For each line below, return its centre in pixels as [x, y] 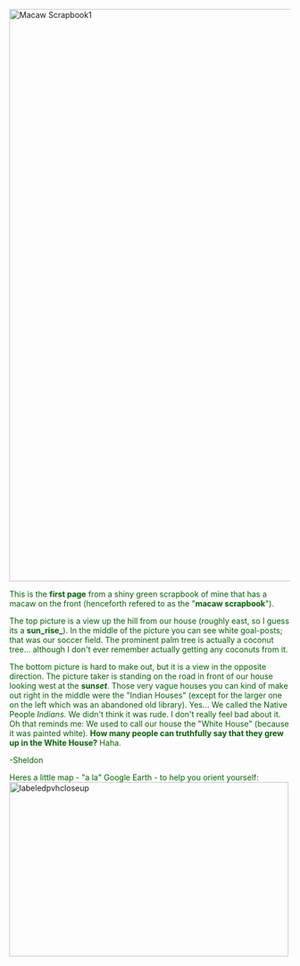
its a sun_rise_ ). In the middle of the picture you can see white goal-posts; [146, 630]
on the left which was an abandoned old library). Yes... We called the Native [148, 705]
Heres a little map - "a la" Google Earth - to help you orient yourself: [134, 777]
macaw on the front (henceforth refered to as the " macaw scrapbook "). [142, 603]
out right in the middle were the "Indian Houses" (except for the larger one [146, 695]
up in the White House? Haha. [66, 743]
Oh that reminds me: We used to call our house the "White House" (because [149, 724]
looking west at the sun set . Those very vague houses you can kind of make [149, 686]
